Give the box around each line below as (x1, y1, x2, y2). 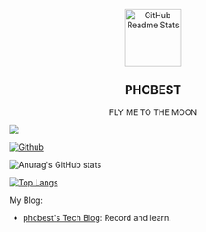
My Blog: (9, 195, 44, 206)
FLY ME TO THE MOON (108, 106, 198, 118)
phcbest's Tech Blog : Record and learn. (22, 212, 171, 223)
